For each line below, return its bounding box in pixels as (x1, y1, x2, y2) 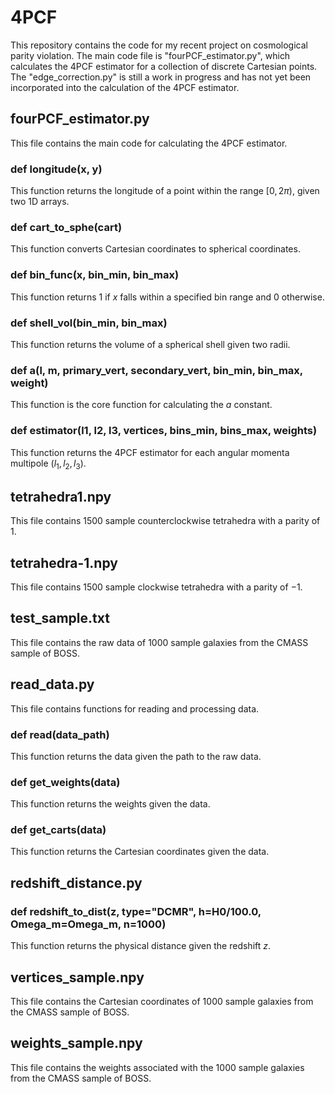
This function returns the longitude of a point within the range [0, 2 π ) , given (10, 185, 320, 197)
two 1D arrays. (10, 196, 70, 208)
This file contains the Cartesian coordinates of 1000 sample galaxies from (10, 995, 314, 1007)
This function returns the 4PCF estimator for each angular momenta (10, 446, 290, 458)
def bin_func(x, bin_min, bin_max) (10, 268, 180, 282)
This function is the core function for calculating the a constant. (10, 399, 273, 411)
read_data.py (10, 676, 95, 693)
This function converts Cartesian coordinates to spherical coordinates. (10, 243, 301, 255)
